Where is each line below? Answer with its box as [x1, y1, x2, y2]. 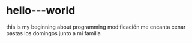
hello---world [6, 4, 76, 17]
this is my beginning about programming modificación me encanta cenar [6, 23, 186, 30]
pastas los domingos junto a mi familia [6, 29, 101, 36]
